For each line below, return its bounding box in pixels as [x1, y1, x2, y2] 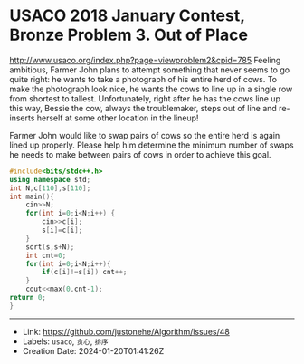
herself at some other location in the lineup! [36, 112, 199, 123]
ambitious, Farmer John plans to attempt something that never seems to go [9, 64, 290, 75]
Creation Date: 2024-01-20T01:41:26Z [22, 345, 165, 356]
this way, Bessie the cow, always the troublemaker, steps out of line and [9, 102, 278, 113]
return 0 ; [9, 293, 47, 302]
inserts [9, 112, 35, 123]
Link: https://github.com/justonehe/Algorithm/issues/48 [22, 326, 231, 337]
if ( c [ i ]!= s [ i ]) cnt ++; [42, 268, 128, 277]
